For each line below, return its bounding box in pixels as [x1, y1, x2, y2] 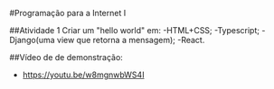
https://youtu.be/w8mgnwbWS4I [22, 69, 145, 80]
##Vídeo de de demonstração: [9, 52, 124, 62]
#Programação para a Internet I [9, 8, 127, 18]
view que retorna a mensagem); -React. [57, 35, 205, 45]
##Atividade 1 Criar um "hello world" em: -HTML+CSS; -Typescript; [9, 25, 260, 35]
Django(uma [9, 35, 56, 45]
